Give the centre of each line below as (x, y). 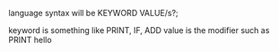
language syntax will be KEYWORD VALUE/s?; (93, 13)
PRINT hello (30, 40)
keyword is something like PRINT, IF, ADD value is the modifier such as (139, 30)
